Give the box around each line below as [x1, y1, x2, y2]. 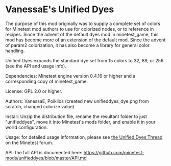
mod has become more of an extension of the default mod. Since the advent [5, 37, 166, 43]
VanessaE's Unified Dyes [5, 4, 114, 15]
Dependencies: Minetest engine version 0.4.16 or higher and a [5, 73, 136, 79]
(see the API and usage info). [5, 63, 66, 69]
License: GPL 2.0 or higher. [5, 88, 63, 94]
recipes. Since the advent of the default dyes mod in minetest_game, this [5, 31, 159, 37]
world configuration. [5, 124, 48, 130]
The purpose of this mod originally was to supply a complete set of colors [5, 20, 161, 27]
